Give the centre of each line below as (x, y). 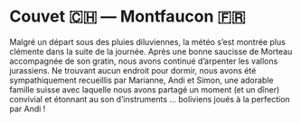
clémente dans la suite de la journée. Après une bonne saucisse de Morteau (151, 51)
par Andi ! (28, 109)
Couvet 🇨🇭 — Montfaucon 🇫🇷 (127, 17)
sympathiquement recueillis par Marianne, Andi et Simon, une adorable (141, 80)
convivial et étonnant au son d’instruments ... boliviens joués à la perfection (150, 99)
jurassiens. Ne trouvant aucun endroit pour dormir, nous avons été (133, 70)
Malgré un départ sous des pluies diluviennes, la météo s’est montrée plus (148, 41)
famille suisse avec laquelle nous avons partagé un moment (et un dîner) (145, 89)
